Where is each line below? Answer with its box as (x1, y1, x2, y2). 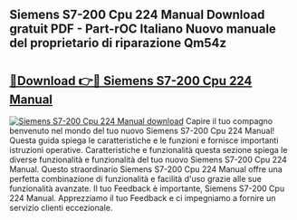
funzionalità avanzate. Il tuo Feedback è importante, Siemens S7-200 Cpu (9, 183, 285, 194)
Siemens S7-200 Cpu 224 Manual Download (9, 7, 265, 23)
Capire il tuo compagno (185, 116, 273, 126)
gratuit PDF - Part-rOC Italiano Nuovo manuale (9, 22, 276, 37)
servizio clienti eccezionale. (9, 203, 113, 213)
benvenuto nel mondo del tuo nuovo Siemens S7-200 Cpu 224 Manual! (9, 126, 275, 136)
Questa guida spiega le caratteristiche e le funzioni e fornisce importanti (9, 135, 279, 146)
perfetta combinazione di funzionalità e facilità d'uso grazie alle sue (9, 174, 263, 184)
